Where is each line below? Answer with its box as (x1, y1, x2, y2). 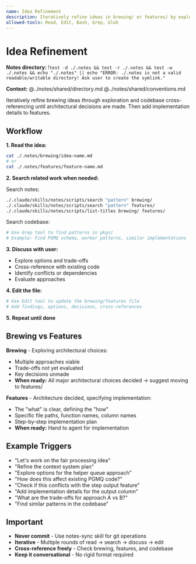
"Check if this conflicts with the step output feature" (14, 482, 140, 489)
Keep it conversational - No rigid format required (14, 551, 134, 558)
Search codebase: (6, 219, 50, 226)
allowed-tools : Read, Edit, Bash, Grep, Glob (6, 19, 118, 25)
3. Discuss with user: (6, 246, 58, 253)
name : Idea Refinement (6, 8, 61, 15)
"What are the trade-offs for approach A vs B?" (14, 494, 128, 501)
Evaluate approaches (14, 276, 66, 283)
